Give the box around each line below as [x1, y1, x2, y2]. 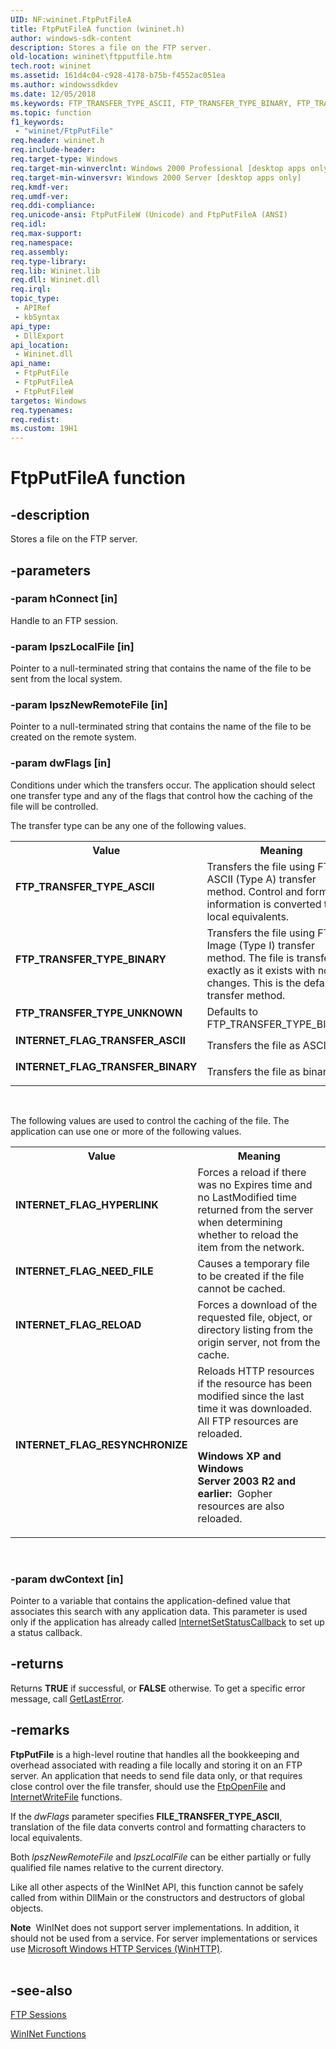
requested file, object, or [197, 1310, 313, 1324]
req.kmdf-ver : [10, 182, 70, 192]
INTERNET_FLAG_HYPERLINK [15, 1197, 159, 1211]
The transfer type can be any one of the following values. [10, 819, 247, 831]
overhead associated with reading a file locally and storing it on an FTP [10, 1759, 303, 1771]
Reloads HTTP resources [197, 1364, 315, 1378]
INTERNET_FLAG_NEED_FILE [15, 1264, 154, 1278]
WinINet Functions [10, 2028, 87, 2040]
